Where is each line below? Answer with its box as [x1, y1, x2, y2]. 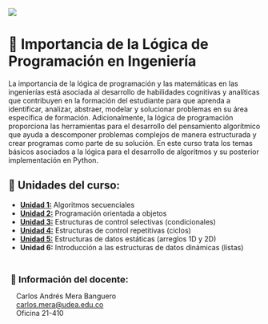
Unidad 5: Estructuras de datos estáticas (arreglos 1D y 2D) [19, 233, 217, 244]
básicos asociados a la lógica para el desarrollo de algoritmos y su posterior [8, 147, 260, 156]
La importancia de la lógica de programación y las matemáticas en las [8, 79, 238, 88]
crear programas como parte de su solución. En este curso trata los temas [8, 138, 254, 148]
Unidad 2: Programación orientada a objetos [19, 209, 167, 218]
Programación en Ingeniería [8, 52, 197, 71]
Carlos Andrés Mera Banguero [15, 291, 117, 301]
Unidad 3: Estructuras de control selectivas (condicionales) [19, 217, 216, 226]
